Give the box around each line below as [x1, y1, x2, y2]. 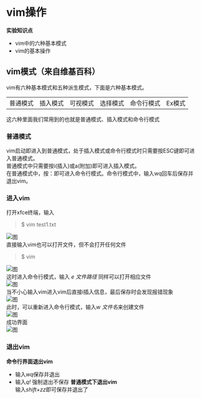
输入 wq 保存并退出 [14, 371, 60, 378]
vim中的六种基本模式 [14, 39, 67, 47]
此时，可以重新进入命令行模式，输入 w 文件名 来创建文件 [6, 303, 145, 311]
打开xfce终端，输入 [6, 209, 54, 216]
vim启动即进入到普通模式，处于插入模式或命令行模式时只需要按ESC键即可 [6, 147, 190, 154]
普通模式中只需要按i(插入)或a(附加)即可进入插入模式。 [6, 162, 140, 170]
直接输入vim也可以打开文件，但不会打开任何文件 [6, 241, 127, 248]
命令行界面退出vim [6, 358, 53, 365]
